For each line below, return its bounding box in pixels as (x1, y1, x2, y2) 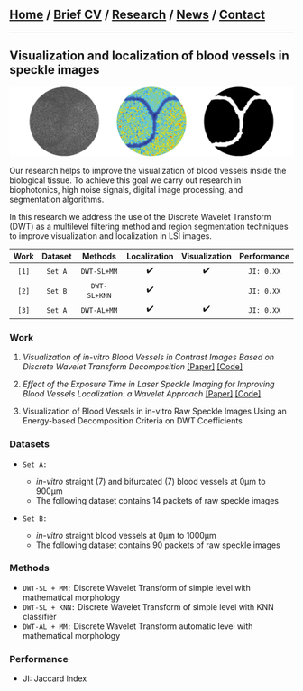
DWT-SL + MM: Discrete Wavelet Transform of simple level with (22, 582, 251, 593)
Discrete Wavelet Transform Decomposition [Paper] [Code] (22, 361, 243, 372)
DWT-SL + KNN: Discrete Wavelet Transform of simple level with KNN (22, 601, 275, 612)
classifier (22, 611, 57, 622)
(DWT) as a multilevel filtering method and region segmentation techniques (9, 221, 289, 232)
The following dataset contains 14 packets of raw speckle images (35, 495, 280, 505)
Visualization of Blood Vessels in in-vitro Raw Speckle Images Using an (22, 405, 287, 417)
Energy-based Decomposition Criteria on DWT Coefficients (22, 415, 243, 426)
